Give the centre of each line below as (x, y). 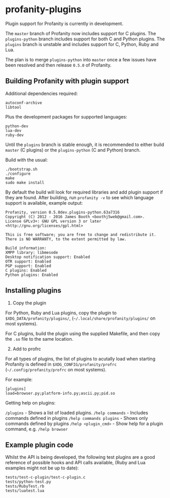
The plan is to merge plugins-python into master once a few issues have (81, 59)
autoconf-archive (24, 103)
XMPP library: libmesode (32, 252)
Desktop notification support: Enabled (48, 257)
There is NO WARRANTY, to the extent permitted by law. (66, 239)
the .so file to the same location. (39, 339)
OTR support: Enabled (28, 262)
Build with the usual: (27, 160)
